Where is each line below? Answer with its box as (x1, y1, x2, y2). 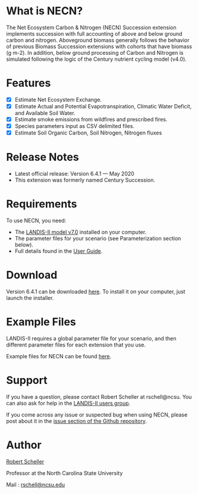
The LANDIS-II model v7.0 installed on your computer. (14, 229, 147, 236)
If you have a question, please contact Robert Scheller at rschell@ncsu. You (6, 393, 192, 400)
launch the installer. (6, 295, 54, 301)
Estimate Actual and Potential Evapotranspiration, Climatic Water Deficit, (14, 102, 192, 110)
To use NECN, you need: (6, 217, 67, 224)
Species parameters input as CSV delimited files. (14, 123, 135, 130)
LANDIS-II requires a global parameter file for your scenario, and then (6, 334, 177, 342)
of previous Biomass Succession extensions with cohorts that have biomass (6, 43, 192, 50)
